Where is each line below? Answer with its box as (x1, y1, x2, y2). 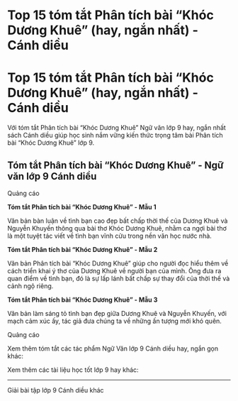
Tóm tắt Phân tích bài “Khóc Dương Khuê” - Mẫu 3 (7, 295, 158, 304)
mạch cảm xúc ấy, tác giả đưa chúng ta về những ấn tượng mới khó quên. (7, 317, 222, 325)
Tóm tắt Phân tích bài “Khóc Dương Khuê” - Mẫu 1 (7, 202, 157, 211)
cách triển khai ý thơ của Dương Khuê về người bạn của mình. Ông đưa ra (7, 266, 222, 275)
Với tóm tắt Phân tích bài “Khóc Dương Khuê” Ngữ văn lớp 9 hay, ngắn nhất (7, 123, 227, 132)
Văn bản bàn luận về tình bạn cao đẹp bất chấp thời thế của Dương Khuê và (7, 216, 228, 225)
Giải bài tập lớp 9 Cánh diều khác (7, 385, 104, 394)
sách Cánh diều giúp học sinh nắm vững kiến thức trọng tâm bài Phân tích (7, 131, 223, 140)
